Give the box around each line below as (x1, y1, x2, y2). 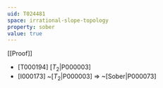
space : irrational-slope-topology (7, 17, 109, 24)
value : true (7, 30, 42, 37)
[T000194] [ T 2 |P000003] (17, 63, 92, 73)
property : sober (7, 23, 55, 30)
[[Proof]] (7, 49, 33, 58)
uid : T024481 (7, 10, 46, 18)
